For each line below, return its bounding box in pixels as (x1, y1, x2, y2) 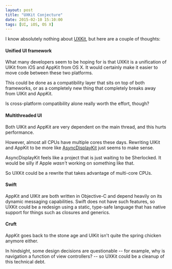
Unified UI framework (5, 47, 52, 54)
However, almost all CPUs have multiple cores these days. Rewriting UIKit (5, 139, 160, 145)
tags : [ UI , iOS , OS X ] (5, 22, 54, 27)
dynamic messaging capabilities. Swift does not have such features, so (5, 198, 155, 204)
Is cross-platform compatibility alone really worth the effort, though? (5, 100, 149, 107)
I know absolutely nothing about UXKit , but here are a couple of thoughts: (5, 36, 161, 42)
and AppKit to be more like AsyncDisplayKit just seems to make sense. (5, 144, 155, 151)
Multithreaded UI (5, 112, 42, 118)
